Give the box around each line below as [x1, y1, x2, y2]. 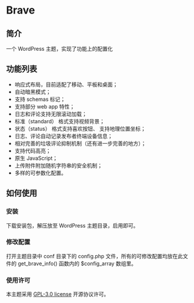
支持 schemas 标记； [14, 95, 66, 103]
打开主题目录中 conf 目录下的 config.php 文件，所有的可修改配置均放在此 [6, 252, 183, 259]
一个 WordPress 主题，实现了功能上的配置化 [6, 45, 113, 52]
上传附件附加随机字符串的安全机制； [14, 162, 103, 169]
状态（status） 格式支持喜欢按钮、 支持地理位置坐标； [14, 125, 146, 132]
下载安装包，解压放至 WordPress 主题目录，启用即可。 [6, 222, 139, 229]
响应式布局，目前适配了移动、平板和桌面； [14, 81, 118, 88]
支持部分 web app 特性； [14, 103, 75, 110]
